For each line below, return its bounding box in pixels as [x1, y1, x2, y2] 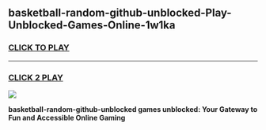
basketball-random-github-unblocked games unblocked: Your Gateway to [8, 104, 258, 113]
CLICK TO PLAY [8, 43, 70, 54]
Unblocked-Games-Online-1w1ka [8, 19, 176, 32]
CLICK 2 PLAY [8, 72, 63, 83]
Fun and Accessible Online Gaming [8, 113, 126, 122]
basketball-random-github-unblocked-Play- [8, 6, 232, 20]
